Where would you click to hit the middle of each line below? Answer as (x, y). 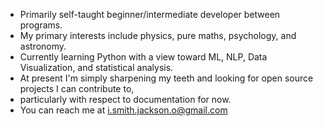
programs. (41, 25)
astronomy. (43, 46)
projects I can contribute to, (77, 88)
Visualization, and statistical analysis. (96, 67)
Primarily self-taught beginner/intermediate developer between (150, 14)
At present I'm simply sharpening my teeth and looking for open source (166, 78)
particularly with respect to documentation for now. (125, 99)
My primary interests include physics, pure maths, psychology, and (158, 35)
